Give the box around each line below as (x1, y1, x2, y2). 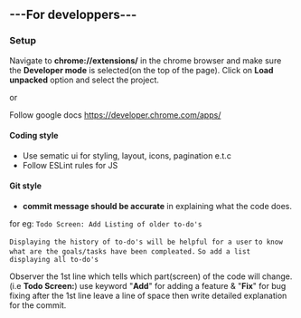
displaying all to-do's (9, 255, 99, 265)
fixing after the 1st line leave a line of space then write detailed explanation (9, 290, 287, 302)
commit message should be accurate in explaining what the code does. (22, 201, 292, 212)
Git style (9, 180, 42, 191)
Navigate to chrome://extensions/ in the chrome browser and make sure (9, 54, 282, 66)
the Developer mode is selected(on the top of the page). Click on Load (9, 64, 274, 75)
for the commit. (9, 300, 67, 311)
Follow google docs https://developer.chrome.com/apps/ (9, 109, 221, 120)
